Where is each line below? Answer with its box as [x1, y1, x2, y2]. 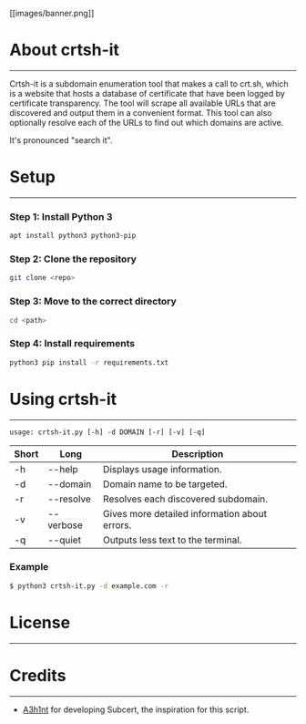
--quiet [46, 533, 82, 546]
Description [171, 447, 224, 460]
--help [46, 462, 79, 475]
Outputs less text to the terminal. [103, 533, 242, 546]
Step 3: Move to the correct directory [9, 295, 178, 308]
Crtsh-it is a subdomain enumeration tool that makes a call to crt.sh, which [9, 78, 289, 89]
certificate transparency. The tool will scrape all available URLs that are [9, 98, 276, 109]
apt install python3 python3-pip [9, 232, 137, 241]
